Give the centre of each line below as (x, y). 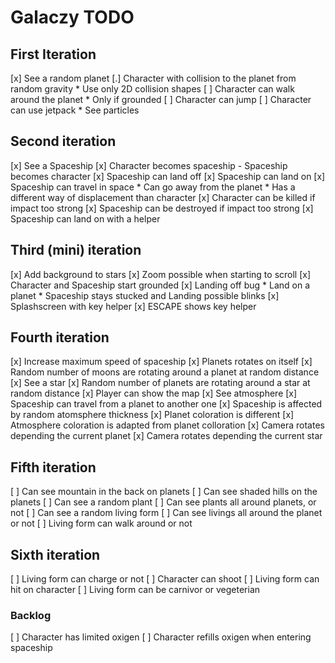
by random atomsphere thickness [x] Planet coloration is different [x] (152, 415)
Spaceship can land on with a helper (85, 218)
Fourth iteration (60, 337)
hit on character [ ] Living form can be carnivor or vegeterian (135, 590)
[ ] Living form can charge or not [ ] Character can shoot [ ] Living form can (165, 579)
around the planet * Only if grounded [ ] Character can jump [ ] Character (161, 99)
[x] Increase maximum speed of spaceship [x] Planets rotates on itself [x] (161, 362)
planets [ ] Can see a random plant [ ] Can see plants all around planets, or (163, 502)
